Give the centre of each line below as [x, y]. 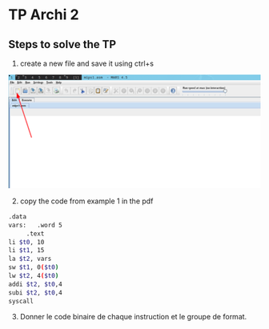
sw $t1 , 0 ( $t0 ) [34, 267]
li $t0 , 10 [26, 242]
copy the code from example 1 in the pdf [86, 201]
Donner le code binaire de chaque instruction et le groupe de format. [133, 316]
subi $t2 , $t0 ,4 [35, 293]
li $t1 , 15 [26, 251]
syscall [21, 301]
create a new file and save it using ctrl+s [87, 63]
